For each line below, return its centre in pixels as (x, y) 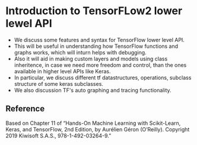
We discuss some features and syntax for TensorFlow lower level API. (99, 40)
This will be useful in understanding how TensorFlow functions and (96, 46)
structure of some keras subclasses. (58, 83)
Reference (25, 109)
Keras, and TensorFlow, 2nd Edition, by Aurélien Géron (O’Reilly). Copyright (98, 129)
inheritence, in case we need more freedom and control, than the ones (100, 65)
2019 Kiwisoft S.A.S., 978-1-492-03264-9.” (58, 136)
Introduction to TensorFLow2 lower (94, 11)
